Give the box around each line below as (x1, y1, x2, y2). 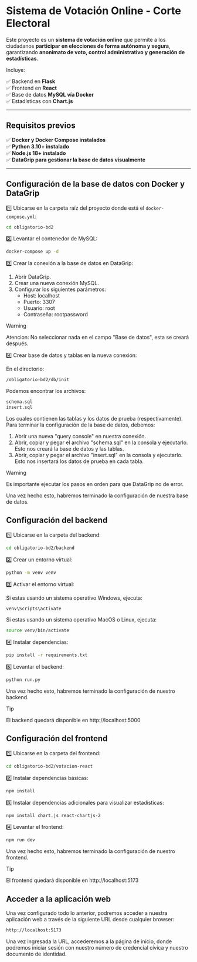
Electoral (6, 16, 50, 30)
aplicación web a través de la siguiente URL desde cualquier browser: (6, 916, 175, 923)
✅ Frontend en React (6, 84, 57, 91)
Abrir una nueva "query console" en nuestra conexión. (14, 432, 147, 439)
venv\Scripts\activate (6, 606, 62, 611)
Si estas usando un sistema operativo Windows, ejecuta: (6, 594, 142, 601)
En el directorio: (6, 365, 45, 372)
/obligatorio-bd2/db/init (6, 377, 69, 383)
